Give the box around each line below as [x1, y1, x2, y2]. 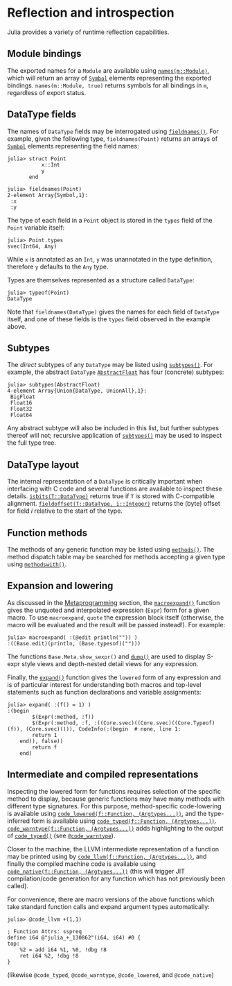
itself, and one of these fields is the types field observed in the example [7, 314, 211, 323]
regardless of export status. [7, 88, 87, 96]
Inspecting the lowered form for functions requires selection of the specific [7, 787, 222, 795]
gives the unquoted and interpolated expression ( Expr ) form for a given [7, 606, 210, 614]
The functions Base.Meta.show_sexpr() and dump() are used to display [7, 652, 206, 661]
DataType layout [7, 459, 80, 470]
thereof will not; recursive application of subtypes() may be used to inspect [7, 432, 222, 440]
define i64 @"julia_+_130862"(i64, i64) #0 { [7, 934, 141, 941]
